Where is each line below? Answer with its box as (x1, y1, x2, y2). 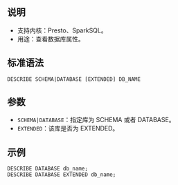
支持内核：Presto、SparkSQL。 (17, 26, 107, 35)
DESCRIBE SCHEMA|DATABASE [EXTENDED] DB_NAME (7, 75, 141, 83)
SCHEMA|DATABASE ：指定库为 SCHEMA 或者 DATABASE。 (17, 116, 175, 124)
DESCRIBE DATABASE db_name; (7, 165, 89, 173)
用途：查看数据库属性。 (17, 35, 84, 43)
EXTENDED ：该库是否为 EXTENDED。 (17, 124, 119, 133)
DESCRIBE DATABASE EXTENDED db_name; (7, 171, 116, 178)
